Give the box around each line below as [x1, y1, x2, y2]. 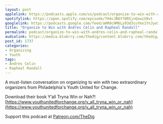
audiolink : [5, 35, 27, 39]
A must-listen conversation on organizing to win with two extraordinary [5, 79, 147, 85]
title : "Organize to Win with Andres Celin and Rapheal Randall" [5, 25, 140, 30]
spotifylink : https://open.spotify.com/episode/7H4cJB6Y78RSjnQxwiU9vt [5, 16, 153, 21]
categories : [5, 43, 29, 48]
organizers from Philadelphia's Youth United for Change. [5, 85, 118, 90]
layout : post [5, 7, 32, 12]
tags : [5, 57, 16, 62]
